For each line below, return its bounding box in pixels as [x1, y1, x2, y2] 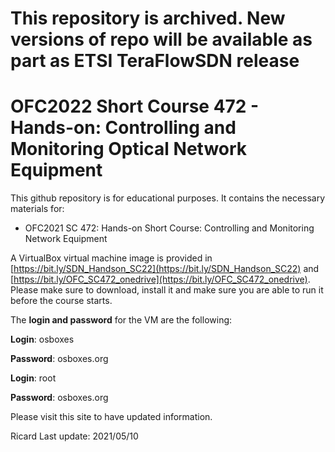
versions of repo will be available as [10, 28, 313, 51]
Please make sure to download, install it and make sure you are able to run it [10, 284, 324, 296]
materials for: [10, 203, 65, 215]
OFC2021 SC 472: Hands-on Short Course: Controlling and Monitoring [24, 222, 315, 234]
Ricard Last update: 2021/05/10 [10, 430, 139, 442]
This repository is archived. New [10, 7, 286, 30]
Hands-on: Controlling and [10, 117, 237, 139]
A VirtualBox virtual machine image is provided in [10, 252, 213, 264]
